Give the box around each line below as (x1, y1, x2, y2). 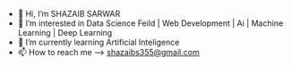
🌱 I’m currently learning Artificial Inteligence (17, 37, 180, 47)
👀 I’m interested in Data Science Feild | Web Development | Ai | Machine (17, 18, 284, 29)
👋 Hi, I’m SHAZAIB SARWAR (17, 9, 121, 19)
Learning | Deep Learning (17, 28, 113, 37)
